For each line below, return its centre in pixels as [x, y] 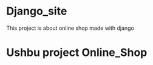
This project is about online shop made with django [70, 28]
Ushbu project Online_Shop [77, 53]
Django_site [37, 11]
